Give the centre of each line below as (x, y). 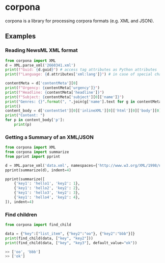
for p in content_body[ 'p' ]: (35, 120)
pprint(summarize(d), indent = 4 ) (38, 170)
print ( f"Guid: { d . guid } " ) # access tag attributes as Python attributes (81, 70)
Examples (20, 36)
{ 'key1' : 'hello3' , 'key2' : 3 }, (47, 193)
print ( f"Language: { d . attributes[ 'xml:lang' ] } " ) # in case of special (79, 75)
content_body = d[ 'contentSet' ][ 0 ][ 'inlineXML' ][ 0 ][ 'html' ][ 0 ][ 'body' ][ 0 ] (83, 111)
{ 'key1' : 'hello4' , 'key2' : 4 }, (47, 197)
